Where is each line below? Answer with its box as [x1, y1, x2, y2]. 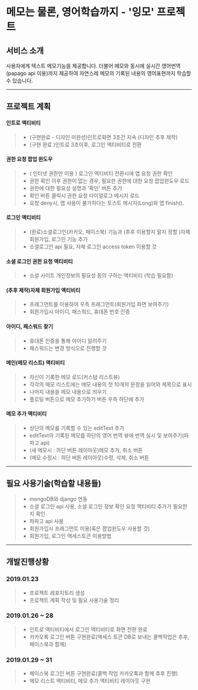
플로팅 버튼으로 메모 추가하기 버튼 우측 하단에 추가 [29, 396, 144, 403]
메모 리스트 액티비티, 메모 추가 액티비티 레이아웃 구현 [29, 678, 151, 685]
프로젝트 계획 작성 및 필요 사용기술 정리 [29, 597, 120, 604]
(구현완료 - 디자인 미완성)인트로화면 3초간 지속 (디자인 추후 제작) [29, 134, 178, 141]
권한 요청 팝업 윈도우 [6, 156, 53, 163]
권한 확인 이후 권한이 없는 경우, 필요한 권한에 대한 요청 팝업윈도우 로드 [29, 177, 190, 184]
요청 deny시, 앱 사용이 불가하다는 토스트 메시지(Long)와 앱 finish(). [29, 199, 184, 206]
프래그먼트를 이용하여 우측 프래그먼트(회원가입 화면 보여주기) [29, 301, 169, 308]
